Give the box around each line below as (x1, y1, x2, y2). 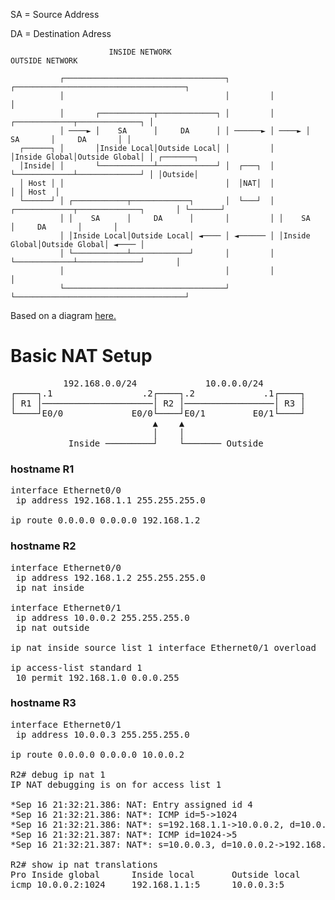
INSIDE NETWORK (108, 47, 172, 57)
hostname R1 (10, 462, 75, 476)
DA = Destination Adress (10, 28, 112, 39)
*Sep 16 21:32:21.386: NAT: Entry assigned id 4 (10, 799, 253, 810)
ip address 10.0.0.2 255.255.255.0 (15, 612, 190, 623)
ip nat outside (15, 622, 90, 633)
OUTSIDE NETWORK (10, 56, 78, 66)
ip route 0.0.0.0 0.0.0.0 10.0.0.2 (10, 749, 185, 760)
